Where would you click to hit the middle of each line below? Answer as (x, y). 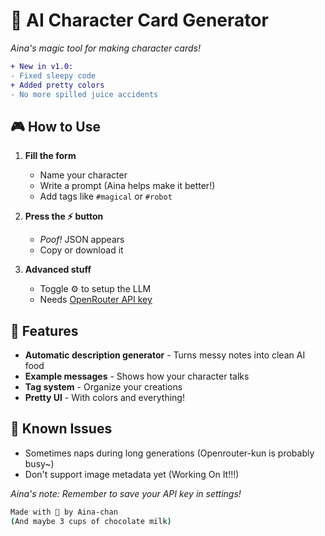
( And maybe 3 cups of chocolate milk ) (91, 521)
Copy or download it (81, 250)
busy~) (39, 463)
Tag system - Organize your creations (103, 387)
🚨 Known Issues (61, 429)
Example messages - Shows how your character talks (137, 376)
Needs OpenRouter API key (96, 300)
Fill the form (50, 156)
